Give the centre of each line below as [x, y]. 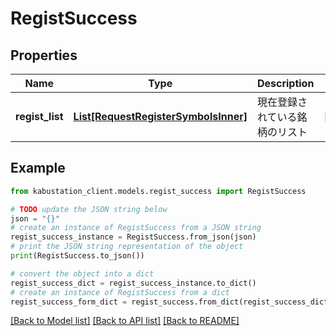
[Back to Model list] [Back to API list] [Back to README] [125, 321]
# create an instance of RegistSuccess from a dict [120, 292]
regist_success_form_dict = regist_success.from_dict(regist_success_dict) [171, 302]
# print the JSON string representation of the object [127, 247]
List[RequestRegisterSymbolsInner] [160, 116]
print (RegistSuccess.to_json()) [77, 256]
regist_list [39, 116]
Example [38, 168]
